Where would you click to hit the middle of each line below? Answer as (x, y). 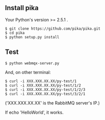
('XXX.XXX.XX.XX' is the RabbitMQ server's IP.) (52, 103)
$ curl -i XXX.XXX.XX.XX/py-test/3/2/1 (45, 94)
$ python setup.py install (32, 37)
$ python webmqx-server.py (32, 63)
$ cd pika (15, 33)
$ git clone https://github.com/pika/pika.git (53, 29)
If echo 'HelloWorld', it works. (34, 112)
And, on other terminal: (28, 72)
